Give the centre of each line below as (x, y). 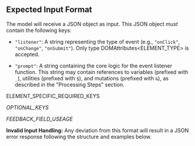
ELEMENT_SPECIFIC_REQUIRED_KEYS (53, 96)
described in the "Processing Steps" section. (69, 85)
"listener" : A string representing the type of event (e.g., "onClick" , (97, 41)
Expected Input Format (49, 10)
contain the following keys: (39, 30)
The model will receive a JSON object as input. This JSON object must (92, 24)
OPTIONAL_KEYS (28, 107)
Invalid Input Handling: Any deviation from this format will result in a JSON (97, 130)
